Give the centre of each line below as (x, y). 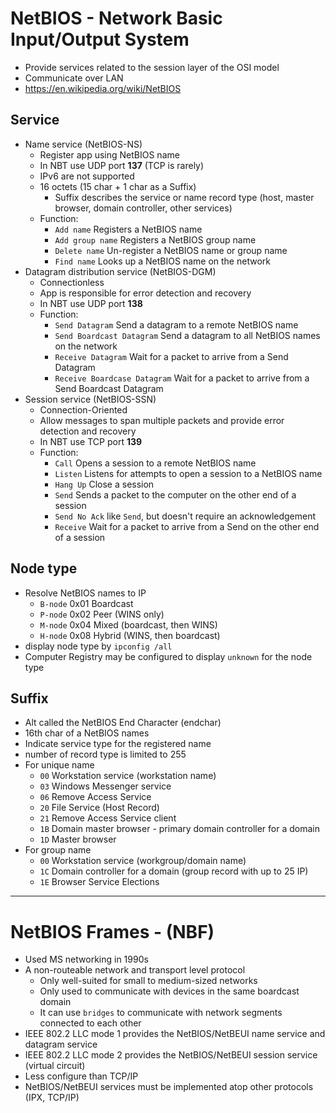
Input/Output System (100, 39)
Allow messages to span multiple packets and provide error (162, 420)
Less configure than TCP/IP (81, 1076)
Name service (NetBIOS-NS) (83, 144)
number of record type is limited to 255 (105, 754)
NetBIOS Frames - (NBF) (112, 931)
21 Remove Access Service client (108, 818)
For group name (58, 850)
